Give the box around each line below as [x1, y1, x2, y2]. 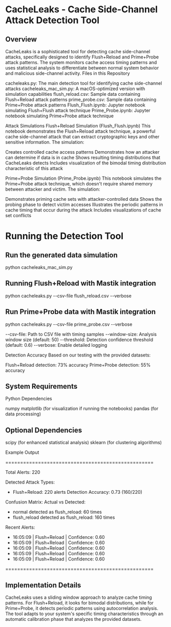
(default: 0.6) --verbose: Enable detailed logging [5, 342, 108, 348]
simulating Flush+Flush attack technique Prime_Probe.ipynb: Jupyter [5, 108, 151, 113]
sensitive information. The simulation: [5, 139, 84, 145]
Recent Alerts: [5, 524, 35, 531]
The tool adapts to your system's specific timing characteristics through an [5, 611, 164, 617]
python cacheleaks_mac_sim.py [5, 264, 73, 270]
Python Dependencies [5, 395, 52, 402]
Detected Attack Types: [5, 479, 55, 485]
